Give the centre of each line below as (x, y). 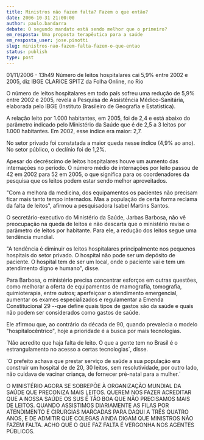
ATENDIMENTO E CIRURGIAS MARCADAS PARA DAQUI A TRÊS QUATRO (97, 412)
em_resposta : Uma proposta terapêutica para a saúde (75, 35)
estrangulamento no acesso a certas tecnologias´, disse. (77, 349)
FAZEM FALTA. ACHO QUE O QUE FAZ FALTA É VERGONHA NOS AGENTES (100, 425)
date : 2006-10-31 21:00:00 (40, 18)
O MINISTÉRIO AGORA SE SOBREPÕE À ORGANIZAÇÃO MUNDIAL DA (94, 386)
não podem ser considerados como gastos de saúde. (73, 312)
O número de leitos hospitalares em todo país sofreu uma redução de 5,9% (100, 93)
